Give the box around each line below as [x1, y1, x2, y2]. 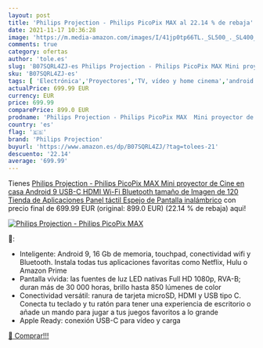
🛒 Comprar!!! [8, 331, 49, 341]
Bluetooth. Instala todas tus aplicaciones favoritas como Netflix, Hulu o [19, 258, 248, 267]
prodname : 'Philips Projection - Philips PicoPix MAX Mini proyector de [8, 114, 254, 121]
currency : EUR [8, 92, 55, 100]
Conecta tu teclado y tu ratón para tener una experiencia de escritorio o [19, 299, 251, 309]
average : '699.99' [8, 158, 68, 165]
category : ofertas [8, 48, 68, 56]
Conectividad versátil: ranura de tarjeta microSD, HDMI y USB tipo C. [19, 291, 241, 300]
